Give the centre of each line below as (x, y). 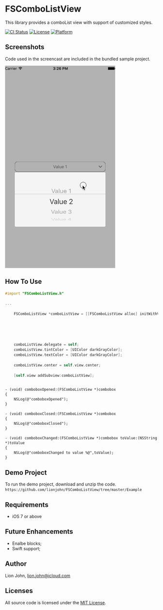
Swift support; (26, 548)
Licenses (19, 591)
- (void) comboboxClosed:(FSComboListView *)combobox (61, 414)
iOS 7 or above (27, 517)
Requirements (27, 505)
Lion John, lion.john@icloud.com (38, 575)
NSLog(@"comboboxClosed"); (41, 424)
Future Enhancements (39, 532)
